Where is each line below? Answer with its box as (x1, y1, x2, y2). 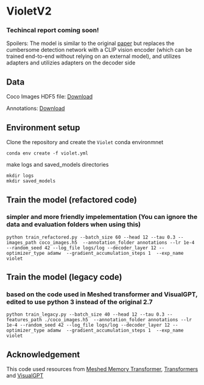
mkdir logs (6, 173, 34, 179)
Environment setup (6, 122, 80, 133)
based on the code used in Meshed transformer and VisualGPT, (6, 290, 198, 299)
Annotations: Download (6, 105, 65, 112)
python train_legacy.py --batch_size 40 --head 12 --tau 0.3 (6, 311, 165, 317)
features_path (6, 317, 43, 323)
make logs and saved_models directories (6, 161, 109, 168)
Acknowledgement (6, 349, 80, 359)
